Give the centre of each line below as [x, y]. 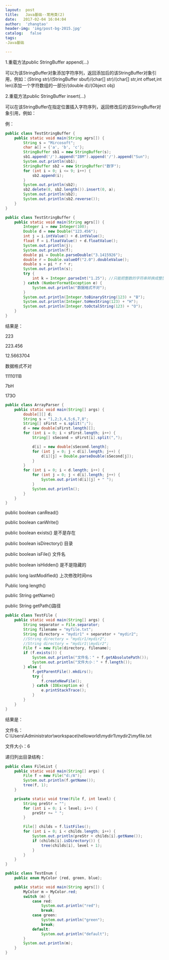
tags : [11, 38]
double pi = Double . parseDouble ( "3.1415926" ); [73, 255]
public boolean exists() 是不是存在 [40, 533]
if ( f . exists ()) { [43, 653]
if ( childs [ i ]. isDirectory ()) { [66, 841]
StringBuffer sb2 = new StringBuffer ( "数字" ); [72, 166]
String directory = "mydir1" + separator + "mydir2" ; [81, 634]
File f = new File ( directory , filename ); [67, 648]
